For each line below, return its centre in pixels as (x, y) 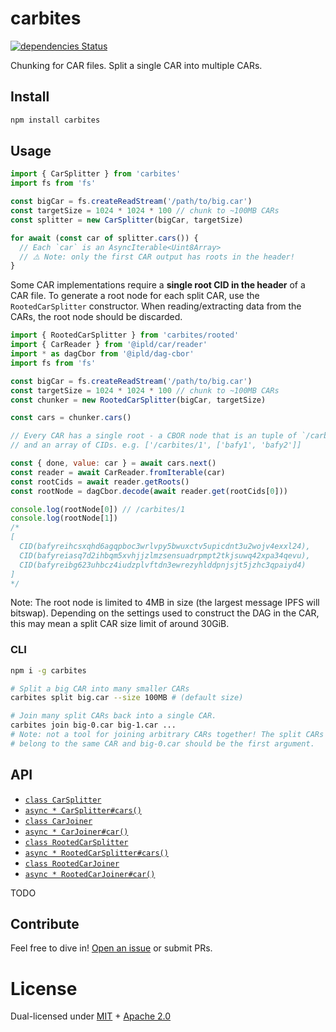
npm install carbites (55, 120)
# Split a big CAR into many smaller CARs (100, 688)
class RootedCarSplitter (76, 842)
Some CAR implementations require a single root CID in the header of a (158, 285)
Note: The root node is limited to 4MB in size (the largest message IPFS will (165, 603)
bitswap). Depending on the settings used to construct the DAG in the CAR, (165, 613)
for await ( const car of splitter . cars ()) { (104, 238)
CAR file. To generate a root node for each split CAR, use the (135, 296)
